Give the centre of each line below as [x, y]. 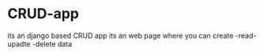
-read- [246, 35]
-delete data [52, 43]
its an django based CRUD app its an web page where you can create [121, 35]
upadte [19, 43]
